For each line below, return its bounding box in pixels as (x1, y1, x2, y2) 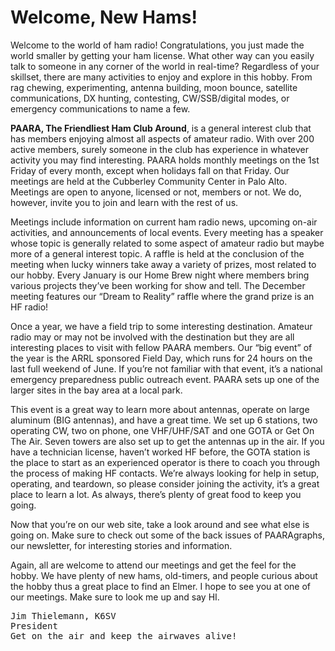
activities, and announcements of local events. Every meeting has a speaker (10, 226, 324, 238)
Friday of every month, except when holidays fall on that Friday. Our (10, 164, 290, 176)
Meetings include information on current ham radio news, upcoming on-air (10, 216, 318, 228)
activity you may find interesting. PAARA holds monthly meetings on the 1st (10, 154, 320, 166)
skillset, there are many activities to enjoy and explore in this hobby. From (10, 71, 313, 83)
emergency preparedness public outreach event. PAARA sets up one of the (10, 373, 320, 385)
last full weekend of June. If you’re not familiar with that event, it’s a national (10, 362, 323, 375)
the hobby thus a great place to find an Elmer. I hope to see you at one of (10, 580, 311, 592)
